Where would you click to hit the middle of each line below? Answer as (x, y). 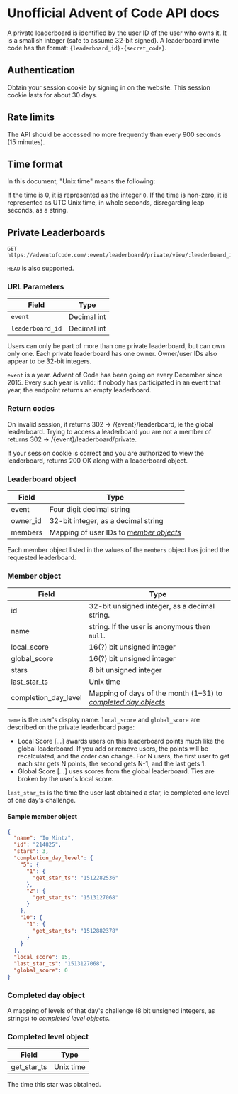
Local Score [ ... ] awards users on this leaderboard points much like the (121, 741)
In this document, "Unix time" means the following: (81, 181)
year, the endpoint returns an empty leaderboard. (79, 390)
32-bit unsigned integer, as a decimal (152, 606)
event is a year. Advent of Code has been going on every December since (115, 375)
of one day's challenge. (42, 800)
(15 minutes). (26, 142)
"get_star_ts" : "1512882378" (76, 931)
